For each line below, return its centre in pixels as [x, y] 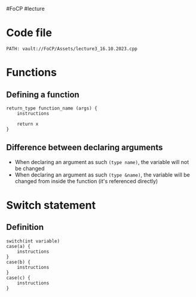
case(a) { [19, 246]
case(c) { [19, 278]
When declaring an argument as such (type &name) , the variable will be [102, 175]
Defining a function [43, 94]
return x [28, 124]
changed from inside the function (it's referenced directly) [86, 181]
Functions [31, 73]
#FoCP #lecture [25, 9]
